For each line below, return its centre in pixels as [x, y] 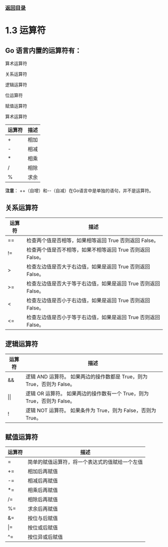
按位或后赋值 [43, 527]
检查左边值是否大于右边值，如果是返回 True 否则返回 [88, 266]
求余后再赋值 [43, 509]
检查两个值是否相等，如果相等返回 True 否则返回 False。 [93, 240]
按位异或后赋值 [45, 537]
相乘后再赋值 [43, 490]
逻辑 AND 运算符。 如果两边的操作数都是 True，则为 [87, 376]
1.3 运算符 [25, 30]
